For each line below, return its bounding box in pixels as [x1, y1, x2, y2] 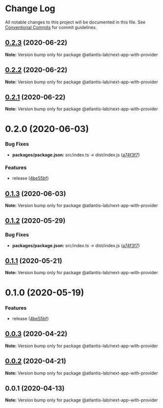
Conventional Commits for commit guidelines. [5, 24, 97, 30]
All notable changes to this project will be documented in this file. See [5, 19, 146, 25]
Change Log [5, 3, 55, 14]
